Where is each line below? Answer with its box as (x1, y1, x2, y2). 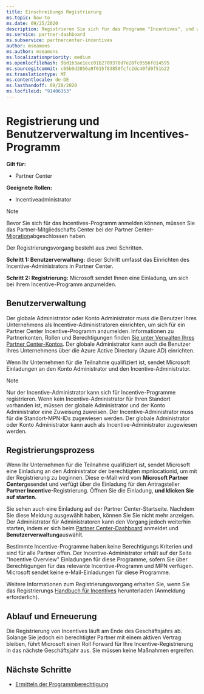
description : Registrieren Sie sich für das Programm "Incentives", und (6, 26, 194, 32)
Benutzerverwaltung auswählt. (6, 531, 84, 539)
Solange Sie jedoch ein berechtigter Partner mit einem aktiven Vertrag (6, 634, 182, 641)
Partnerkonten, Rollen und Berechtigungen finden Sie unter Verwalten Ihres (6, 334, 195, 341)
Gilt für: (6, 160, 26, 167)
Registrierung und (6, 114, 100, 128)
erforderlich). (6, 594, 39, 601)
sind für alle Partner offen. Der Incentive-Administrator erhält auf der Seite (6, 549, 192, 557)
